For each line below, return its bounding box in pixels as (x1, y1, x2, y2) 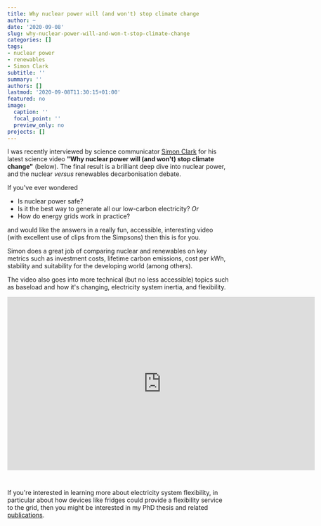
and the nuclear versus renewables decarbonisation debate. (7, 170, 181, 178)
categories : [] (7, 37, 52, 44)
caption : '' (13, 108, 49, 115)
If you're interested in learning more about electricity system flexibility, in (7, 489, 218, 497)
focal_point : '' (13, 115, 61, 122)
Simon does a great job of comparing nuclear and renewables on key (7, 247, 207, 256)
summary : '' (7, 75, 42, 83)
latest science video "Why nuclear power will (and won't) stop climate (7, 155, 214, 163)
